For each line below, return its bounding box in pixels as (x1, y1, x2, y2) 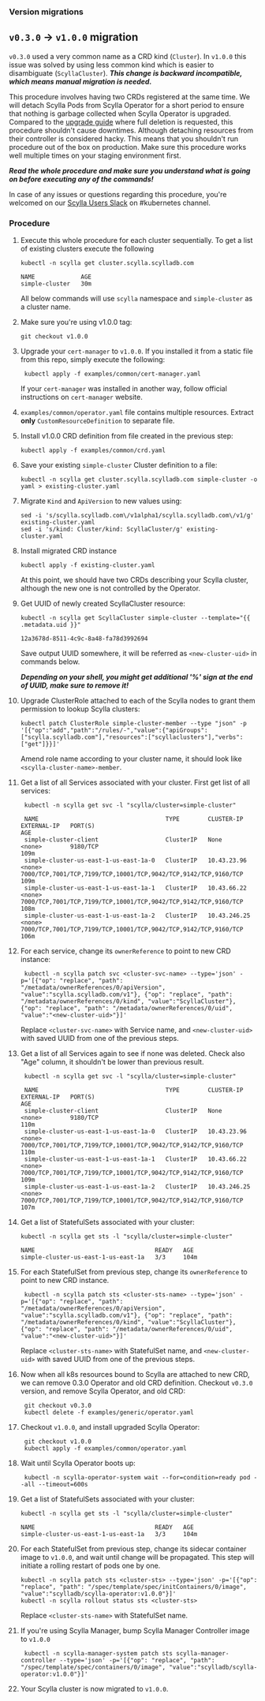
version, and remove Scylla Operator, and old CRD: (20, 1386, 186, 1396)
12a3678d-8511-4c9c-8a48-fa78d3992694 (20, 635, 148, 643)
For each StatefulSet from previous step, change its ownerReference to (20, 1267, 248, 1277)
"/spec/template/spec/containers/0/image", (20, 1663, 166, 1672)
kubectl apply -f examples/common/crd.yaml (20, 446, 166, 455)
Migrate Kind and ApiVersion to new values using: (20, 496, 182, 506)
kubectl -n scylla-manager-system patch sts (24, 1650, 173, 1658)
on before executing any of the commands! (9, 174, 154, 184)
